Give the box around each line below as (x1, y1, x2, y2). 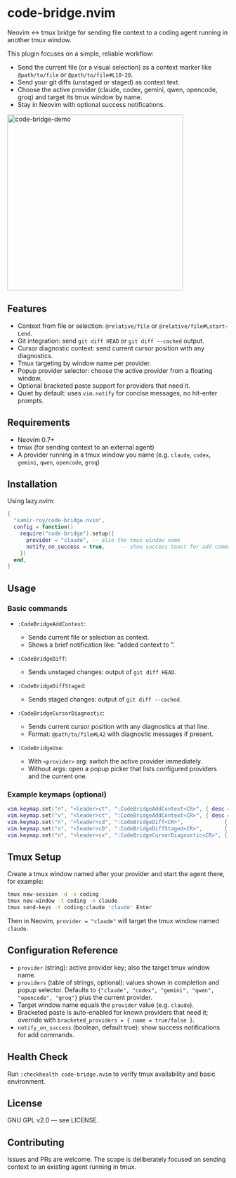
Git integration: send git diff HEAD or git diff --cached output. (17, 336, 205, 345)
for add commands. (17, 1030, 75, 1039)
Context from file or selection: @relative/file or (17, 322, 158, 330)
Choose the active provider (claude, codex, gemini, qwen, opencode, (17, 85, 218, 94)
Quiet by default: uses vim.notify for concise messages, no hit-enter (17, 388, 218, 397)
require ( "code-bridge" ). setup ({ (20, 530, 114, 537)
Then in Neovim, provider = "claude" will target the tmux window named (7, 917, 219, 925)
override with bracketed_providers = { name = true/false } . (17, 1015, 195, 1024)
